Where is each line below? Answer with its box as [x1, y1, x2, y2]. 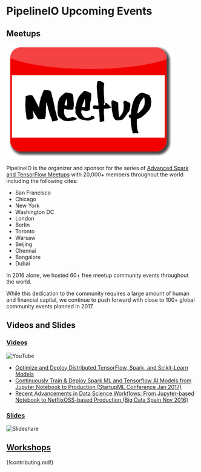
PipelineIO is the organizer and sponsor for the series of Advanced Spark [6, 165, 189, 171]
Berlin [15, 221, 30, 228]
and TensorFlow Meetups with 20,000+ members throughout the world [6, 171, 183, 178]
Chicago [15, 196, 36, 202]
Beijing [15, 241, 33, 248]
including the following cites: [6, 178, 78, 184]
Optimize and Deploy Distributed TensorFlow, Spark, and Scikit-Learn [15, 364, 189, 371]
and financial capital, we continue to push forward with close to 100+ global [6, 296, 195, 304]
